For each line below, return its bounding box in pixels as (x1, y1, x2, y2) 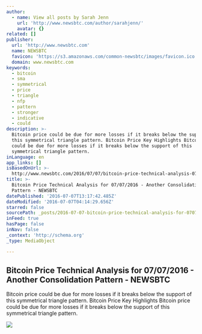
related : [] (6, 31, 36, 37)
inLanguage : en (6, 154, 44, 160)
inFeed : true (6, 216, 39, 222)
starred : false (6, 204, 44, 210)
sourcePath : (6, 210, 36, 216)
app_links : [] (6, 160, 42, 166)
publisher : (6, 37, 34, 43)
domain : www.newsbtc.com (11, 59, 74, 65)
